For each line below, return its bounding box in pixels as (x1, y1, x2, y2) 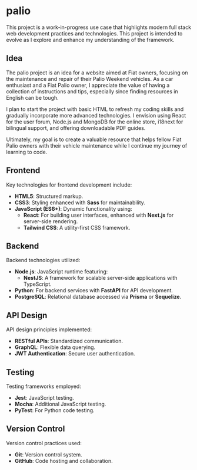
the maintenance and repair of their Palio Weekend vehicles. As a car (6, 75, 173, 82)
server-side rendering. (23, 217, 78, 225)
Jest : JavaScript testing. (14, 394, 75, 401)
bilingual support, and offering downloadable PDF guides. (6, 124, 146, 131)
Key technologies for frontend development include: (6, 181, 132, 188)
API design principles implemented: (6, 326, 92, 333)
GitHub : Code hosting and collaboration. (14, 457, 113, 464)
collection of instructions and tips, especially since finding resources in (6, 87, 178, 95)
